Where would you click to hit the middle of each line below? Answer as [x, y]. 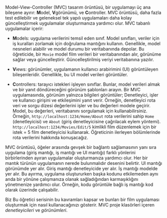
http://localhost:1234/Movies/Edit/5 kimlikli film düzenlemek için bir [84, 127]
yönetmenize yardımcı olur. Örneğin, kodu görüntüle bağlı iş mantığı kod [79, 184]
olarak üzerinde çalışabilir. [32, 190]
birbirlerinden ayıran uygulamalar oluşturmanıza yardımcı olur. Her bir [77, 158]
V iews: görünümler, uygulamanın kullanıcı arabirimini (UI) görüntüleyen [85, 69]
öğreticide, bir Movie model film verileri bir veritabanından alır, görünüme [87, 54]
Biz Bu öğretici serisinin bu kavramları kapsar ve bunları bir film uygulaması [82, 199]
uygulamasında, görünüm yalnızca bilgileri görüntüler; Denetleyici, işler [85, 95]
